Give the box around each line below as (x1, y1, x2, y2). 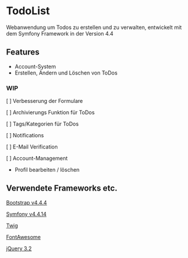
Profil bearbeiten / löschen (14, 166, 80, 173)
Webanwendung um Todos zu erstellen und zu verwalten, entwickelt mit (6, 24, 182, 31)
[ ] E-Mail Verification (6, 143, 58, 150)
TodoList (6, 4, 50, 18)
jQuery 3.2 (6, 244, 32, 252)
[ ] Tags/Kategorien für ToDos (6, 120, 79, 128)
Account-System (14, 63, 56, 70)
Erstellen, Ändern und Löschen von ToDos (14, 69, 118, 76)
